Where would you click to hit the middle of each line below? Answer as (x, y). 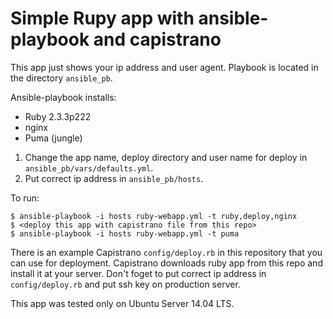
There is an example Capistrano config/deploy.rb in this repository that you (166, 252)
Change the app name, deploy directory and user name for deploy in (166, 157)
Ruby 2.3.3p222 (58, 116)
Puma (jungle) (53, 138)
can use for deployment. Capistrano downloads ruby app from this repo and (166, 263)
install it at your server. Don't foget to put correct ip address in (138, 273)
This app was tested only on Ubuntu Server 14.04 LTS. (122, 303)
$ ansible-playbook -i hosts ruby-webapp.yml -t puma (125, 233)
